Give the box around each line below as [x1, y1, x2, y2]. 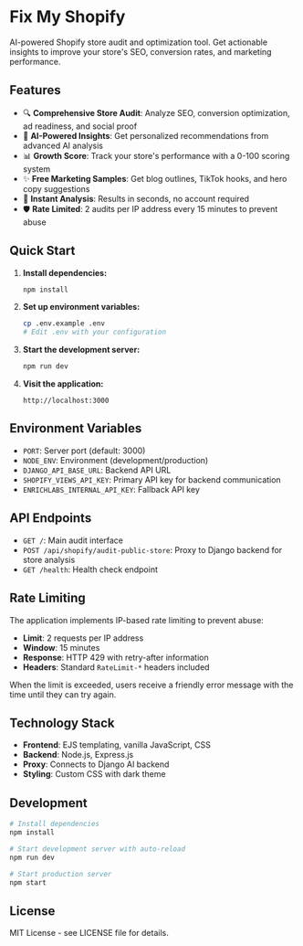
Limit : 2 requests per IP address [22, 632, 144, 643]
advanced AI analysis [22, 140, 103, 151]
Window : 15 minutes [22, 642, 100, 653]
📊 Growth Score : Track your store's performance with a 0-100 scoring [22, 150, 290, 161]
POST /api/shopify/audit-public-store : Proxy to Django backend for [22, 544, 283, 555]
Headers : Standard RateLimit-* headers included [22, 661, 210, 673]
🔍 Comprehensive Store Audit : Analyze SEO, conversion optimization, [22, 107, 290, 118]
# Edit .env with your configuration [22, 327, 167, 337]
